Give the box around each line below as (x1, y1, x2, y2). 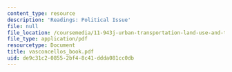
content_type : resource (7, 10, 76, 17)
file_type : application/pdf (7, 36, 88, 43)
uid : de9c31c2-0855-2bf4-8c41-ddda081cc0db (7, 55, 135, 62)
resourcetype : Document (7, 42, 76, 49)
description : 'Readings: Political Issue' (7, 16, 131, 23)
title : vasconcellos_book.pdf (7, 49, 95, 56)
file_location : (7, 29, 51, 36)
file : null (7, 23, 39, 29)
